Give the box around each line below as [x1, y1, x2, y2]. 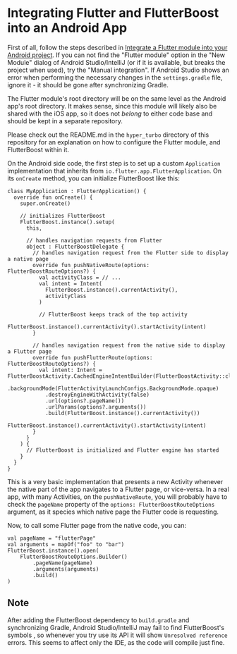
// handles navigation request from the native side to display [32, 342, 226, 349]
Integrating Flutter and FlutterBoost [7, 5, 219, 21]
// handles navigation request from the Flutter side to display [32, 249, 229, 257]
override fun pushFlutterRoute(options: [32, 354, 153, 361]
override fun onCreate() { [13, 194, 93, 201]
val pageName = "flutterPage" [7, 534, 97, 542]
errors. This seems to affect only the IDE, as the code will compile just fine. [7, 638, 225, 646]
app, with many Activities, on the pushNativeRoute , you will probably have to [7, 492, 228, 501]
